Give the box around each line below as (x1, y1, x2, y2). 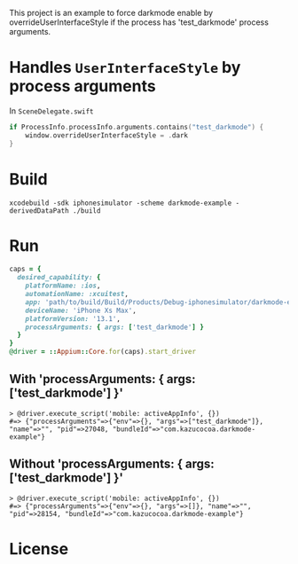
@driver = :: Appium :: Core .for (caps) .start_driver (9, 348, 197, 356)
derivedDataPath (9, 206, 69, 215)
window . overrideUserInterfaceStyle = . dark (25, 130, 189, 140)
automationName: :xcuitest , (25, 290, 129, 299)
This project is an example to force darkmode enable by (9, 8, 214, 18)
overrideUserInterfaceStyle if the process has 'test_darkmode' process (9, 17, 269, 27)
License (9, 538, 69, 559)
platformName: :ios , (25, 281, 101, 291)
